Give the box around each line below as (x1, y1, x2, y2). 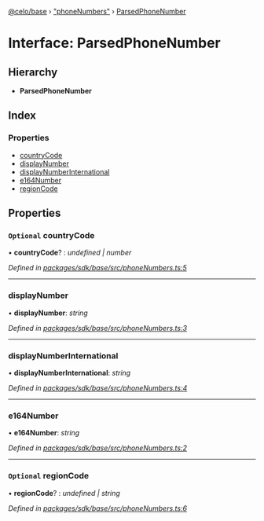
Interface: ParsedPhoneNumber (8, 35, 222, 52)
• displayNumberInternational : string (8, 368, 131, 377)
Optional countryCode (8, 230, 95, 240)
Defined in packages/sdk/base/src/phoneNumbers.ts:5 (8, 263, 187, 273)
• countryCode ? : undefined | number (8, 248, 132, 258)
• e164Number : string (8, 428, 80, 438)
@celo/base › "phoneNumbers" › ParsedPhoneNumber (8, 7, 186, 16)
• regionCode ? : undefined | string (8, 488, 120, 497)
